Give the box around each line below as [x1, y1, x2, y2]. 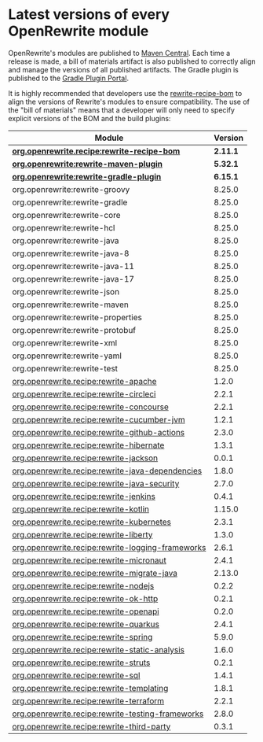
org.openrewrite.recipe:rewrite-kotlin [12, 504, 149, 515]
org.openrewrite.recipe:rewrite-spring [12, 631, 153, 642]
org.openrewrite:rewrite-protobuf [12, 324, 137, 335]
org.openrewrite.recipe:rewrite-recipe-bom [12, 146, 181, 157]
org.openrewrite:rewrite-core [12, 209, 121, 220]
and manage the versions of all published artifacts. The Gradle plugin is [8, 65, 239, 74]
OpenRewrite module [8, 22, 149, 40]
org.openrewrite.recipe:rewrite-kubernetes [12, 516, 171, 527]
